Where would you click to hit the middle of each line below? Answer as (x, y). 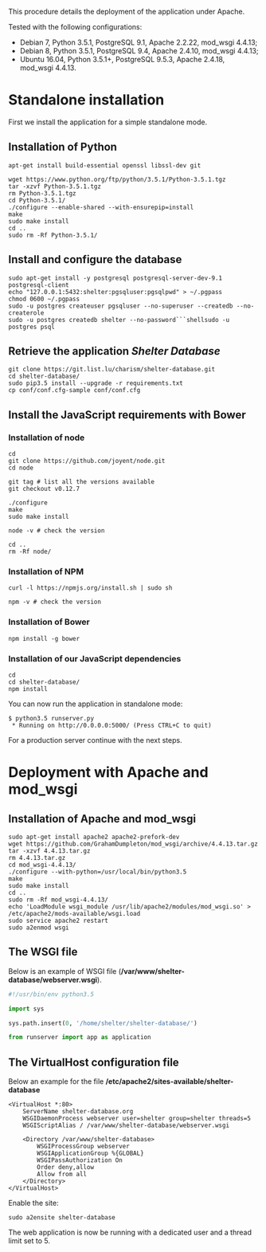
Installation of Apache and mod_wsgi (102, 819)
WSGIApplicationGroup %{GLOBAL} (91, 1154)
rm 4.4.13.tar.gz (37, 858)
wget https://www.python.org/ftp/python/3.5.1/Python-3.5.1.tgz (117, 179)
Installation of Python (63, 147)
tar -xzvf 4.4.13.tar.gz (49, 851)
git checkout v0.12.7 (44, 489)
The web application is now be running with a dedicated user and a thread (130, 1232)
